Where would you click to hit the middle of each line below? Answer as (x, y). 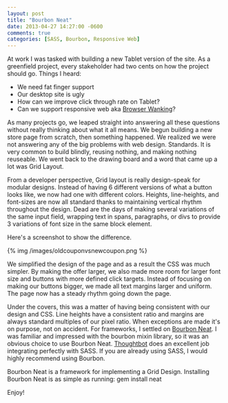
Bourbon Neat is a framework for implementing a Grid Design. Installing (108, 372)
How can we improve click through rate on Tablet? (89, 102)
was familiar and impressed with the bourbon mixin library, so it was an (108, 337)
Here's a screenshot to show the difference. (70, 237)
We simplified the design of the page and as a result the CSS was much (108, 264)
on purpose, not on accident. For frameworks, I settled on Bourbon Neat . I (112, 329)
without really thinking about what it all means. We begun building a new (110, 130)
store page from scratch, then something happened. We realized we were (112, 137)
